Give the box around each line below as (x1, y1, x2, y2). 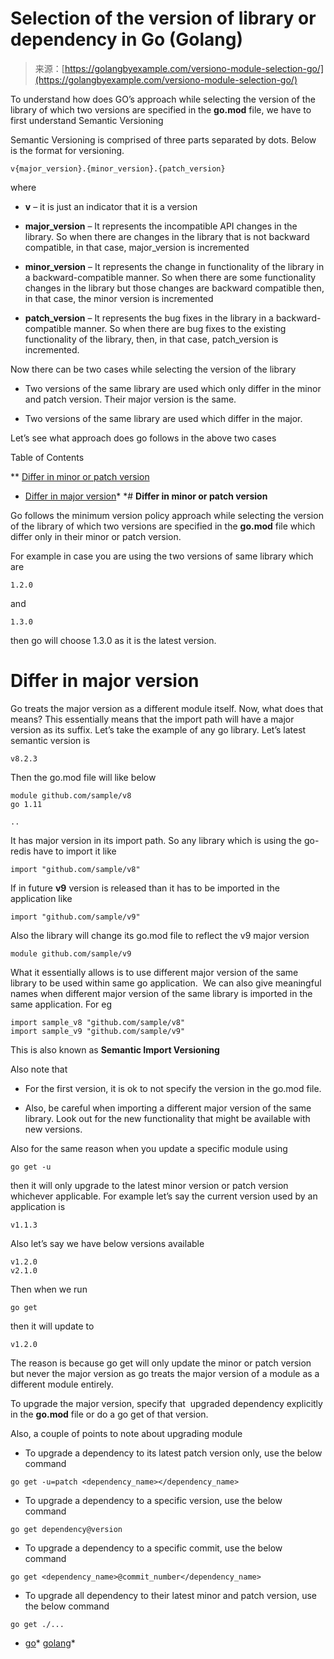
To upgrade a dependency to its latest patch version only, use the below (24, 1447, 323, 1459)
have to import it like (33, 845, 117, 857)
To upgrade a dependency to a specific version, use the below (24, 1494, 283, 1506)
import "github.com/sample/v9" (10, 912, 141, 922)
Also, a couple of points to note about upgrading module (10, 1427, 243, 1439)
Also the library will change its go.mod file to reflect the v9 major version (10, 929, 310, 941)
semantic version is (10, 734, 91, 746)
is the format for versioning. (10, 144, 125, 156)
